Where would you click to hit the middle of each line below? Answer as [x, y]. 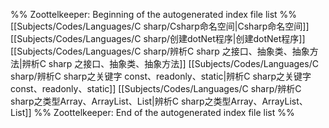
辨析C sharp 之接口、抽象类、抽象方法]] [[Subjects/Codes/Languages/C [170, 63]
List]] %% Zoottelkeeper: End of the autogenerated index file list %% [152, 112]
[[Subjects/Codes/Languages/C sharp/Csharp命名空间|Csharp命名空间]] [160, 26]
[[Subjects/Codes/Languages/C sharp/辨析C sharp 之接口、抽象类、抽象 [160, 51]
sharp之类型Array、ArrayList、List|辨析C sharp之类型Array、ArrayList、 [159, 101]
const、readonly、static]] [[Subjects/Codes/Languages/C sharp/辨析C [156, 88]
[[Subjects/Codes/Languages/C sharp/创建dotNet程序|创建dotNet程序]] [158, 38]
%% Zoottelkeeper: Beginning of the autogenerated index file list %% [154, 14]
